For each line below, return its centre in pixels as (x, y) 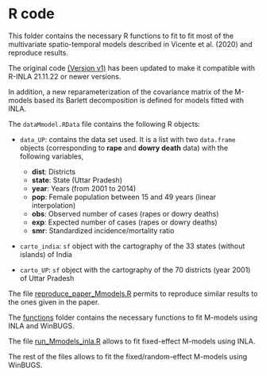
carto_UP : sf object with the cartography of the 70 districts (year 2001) (135, 270)
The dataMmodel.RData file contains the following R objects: (104, 124)
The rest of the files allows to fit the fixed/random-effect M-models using (128, 356)
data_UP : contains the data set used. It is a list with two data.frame (127, 139)
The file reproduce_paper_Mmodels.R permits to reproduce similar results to (133, 294)
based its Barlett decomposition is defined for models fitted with (139, 100)
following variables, (52, 156)
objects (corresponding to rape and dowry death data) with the (124, 148)
